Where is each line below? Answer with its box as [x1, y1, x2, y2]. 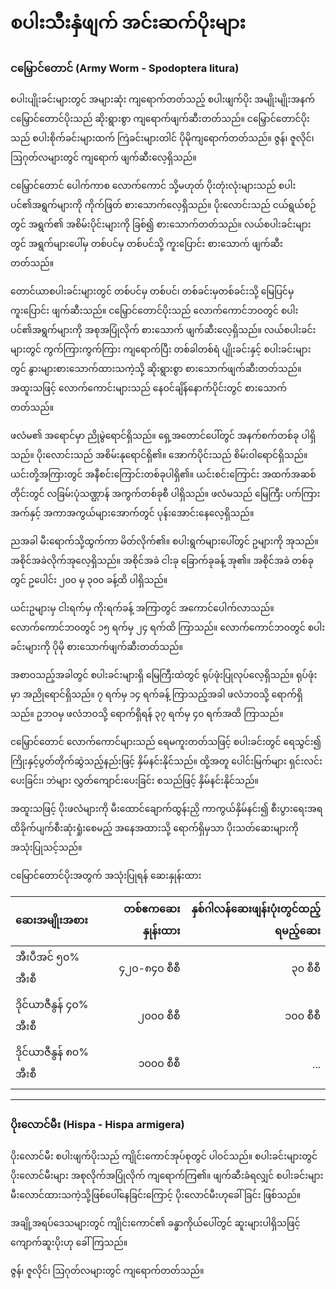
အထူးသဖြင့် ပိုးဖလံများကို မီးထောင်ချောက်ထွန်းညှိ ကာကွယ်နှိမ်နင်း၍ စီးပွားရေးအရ [10, 803, 323, 815]
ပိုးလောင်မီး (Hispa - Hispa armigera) [10, 1118, 185, 1132]
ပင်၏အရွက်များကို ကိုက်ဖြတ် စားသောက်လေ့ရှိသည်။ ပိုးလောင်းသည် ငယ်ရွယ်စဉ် [10, 199, 317, 211]
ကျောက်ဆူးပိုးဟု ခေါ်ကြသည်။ [10, 1236, 128, 1248]
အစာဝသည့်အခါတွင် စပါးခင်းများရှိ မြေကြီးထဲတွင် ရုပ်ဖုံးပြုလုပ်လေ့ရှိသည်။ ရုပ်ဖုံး [10, 669, 318, 681]
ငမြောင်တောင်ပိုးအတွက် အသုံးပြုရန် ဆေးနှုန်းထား [10, 870, 202, 882]
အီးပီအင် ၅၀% [15, 950, 80, 964]
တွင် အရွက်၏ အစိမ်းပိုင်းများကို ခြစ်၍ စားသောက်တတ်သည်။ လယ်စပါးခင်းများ [10, 218, 312, 230]
